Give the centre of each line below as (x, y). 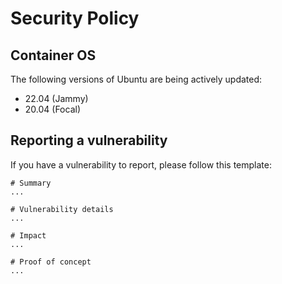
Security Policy (75, 18)
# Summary (31, 183)
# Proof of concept (51, 262)
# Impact (28, 235)
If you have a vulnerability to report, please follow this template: (141, 164)
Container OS (53, 55)
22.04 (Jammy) (56, 98)
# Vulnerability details (62, 209)
